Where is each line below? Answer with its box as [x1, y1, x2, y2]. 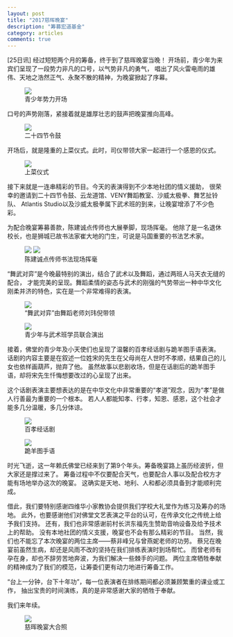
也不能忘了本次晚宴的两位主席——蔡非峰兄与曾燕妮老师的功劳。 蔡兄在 [12, 537, 216, 545]
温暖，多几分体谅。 [31, 403, 87, 411]
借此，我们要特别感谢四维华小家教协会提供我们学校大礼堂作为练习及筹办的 [7, 502, 220, 511]
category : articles [7, 29, 64, 37]
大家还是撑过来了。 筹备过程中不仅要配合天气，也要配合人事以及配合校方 [7, 470, 216, 479]
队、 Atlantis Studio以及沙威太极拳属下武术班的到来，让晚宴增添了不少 [7, 200, 208, 208]
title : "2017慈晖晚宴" [7, 17, 69, 24]
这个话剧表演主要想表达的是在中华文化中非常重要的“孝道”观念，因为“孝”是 [7, 386, 218, 394]
